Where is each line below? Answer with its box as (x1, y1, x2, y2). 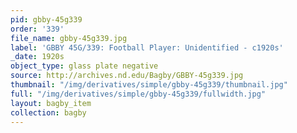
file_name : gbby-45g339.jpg (10, 33, 128, 43)
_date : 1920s (10, 52, 65, 62)
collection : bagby (10, 107, 87, 118)
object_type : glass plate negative (10, 61, 159, 71)
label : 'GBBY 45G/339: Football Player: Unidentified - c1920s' (10, 42, 284, 53)
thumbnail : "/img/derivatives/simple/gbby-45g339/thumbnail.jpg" (10, 80, 288, 90)
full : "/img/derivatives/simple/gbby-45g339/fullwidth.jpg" (10, 89, 267, 99)
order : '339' (10, 24, 65, 34)
